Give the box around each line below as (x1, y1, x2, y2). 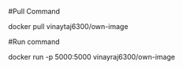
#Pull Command (8, 7, 61, 16)
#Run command (8, 37, 60, 46)
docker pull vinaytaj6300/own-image (8, 22, 129, 31)
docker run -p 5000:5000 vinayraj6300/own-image (8, 53, 176, 61)
